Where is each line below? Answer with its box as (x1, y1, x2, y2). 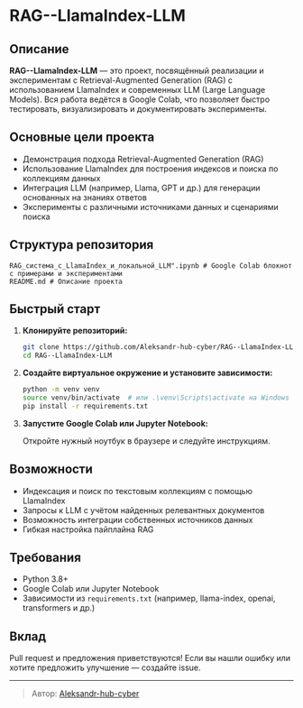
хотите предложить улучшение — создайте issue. (9, 662, 201, 673)
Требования (9, 550, 81, 565)
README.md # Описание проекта (9, 277, 124, 286)
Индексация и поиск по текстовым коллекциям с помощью (22, 485, 252, 496)
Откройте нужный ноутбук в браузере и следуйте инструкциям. (22, 435, 271, 446)
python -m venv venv (22, 385, 100, 394)
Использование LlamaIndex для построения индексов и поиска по (22, 163, 279, 174)
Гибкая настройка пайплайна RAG (22, 524, 154, 535)
